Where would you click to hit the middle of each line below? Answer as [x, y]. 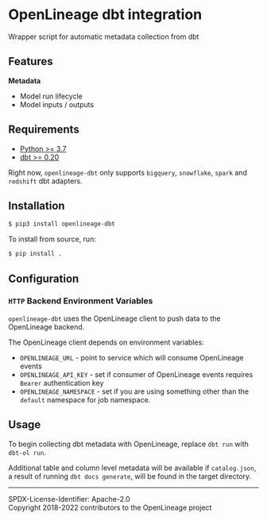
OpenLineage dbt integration [105, 15]
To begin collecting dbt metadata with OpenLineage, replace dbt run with [128, 444]
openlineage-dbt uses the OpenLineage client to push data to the [114, 318]
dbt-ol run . [27, 452]
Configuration [44, 278]
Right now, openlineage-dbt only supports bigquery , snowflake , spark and [128, 172]
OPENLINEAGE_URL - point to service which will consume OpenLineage [132, 357]
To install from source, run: [52, 239]
